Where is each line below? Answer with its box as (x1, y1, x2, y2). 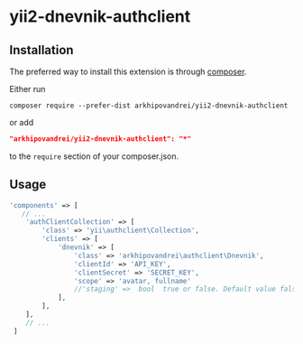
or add (9, 117, 34, 127)
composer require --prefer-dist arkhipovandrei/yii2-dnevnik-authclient (9, 101, 289, 110)
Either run (9, 84, 46, 94)
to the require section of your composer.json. (9, 151, 179, 162)
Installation (9, 42, 74, 58)
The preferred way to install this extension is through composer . (9, 66, 247, 77)
